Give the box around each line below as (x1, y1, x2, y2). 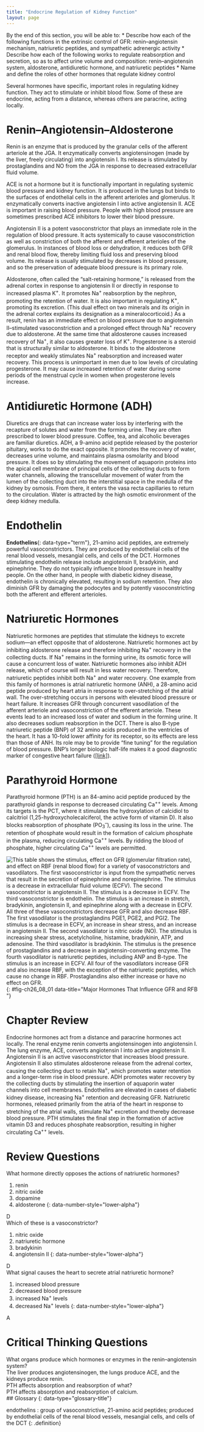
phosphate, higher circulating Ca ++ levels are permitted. (6, 843, 147, 851)
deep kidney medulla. (6, 497, 60, 504)
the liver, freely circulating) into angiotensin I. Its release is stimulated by (6, 156, 188, 163)
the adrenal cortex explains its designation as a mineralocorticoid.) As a (6, 310, 186, 317)
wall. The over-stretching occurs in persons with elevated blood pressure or (6, 693, 197, 701)
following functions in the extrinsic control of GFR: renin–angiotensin (6, 38, 178, 45)
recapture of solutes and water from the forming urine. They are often (6, 426, 181, 433)
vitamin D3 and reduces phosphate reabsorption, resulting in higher (6, 1120, 177, 1128)
